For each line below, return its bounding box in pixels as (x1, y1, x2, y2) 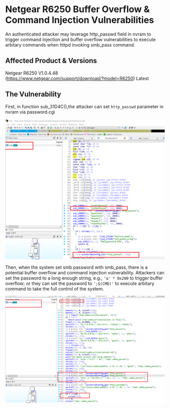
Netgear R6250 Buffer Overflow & (5, 4, 150, 15)
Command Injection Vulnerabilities (5, 14, 154, 26)
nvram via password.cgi (5, 109, 55, 115)
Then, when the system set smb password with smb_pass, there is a (5, 264, 148, 270)
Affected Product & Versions (5, 57, 97, 65)
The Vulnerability (5, 90, 62, 99)
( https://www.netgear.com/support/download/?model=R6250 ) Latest (5, 75, 149, 81)
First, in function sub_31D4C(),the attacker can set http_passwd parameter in (5, 103, 163, 109)
